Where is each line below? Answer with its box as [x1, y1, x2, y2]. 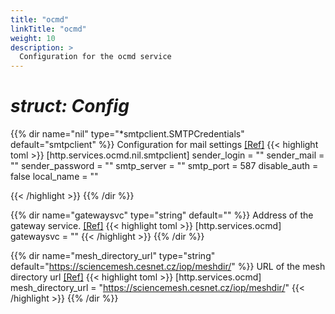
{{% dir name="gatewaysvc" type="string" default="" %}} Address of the [10, 209, 314, 221]
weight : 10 [10, 33, 56, 43]
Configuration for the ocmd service [19, 52, 172, 62]
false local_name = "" [10, 171, 99, 183]
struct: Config [10, 95, 130, 118]
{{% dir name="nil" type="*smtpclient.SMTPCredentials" [10, 128, 245, 140]
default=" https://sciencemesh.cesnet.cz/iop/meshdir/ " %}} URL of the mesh [10, 261, 326, 273]
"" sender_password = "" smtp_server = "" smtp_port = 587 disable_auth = [10, 160, 319, 172]
